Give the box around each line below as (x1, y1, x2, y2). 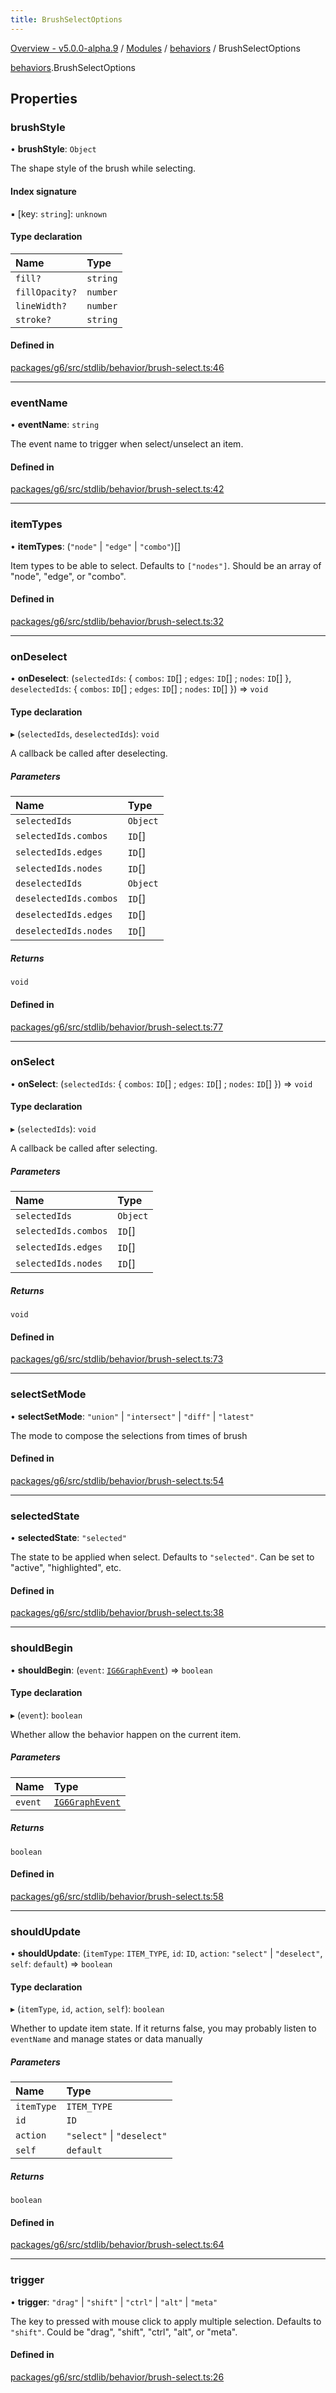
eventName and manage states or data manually (10, 2033, 203, 2045)
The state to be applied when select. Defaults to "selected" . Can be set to (10, 1551, 315, 1563)
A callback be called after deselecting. (10, 747, 168, 760)
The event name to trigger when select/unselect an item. (10, 438, 244, 450)
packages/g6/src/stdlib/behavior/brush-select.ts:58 (10, 1890, 224, 1902)
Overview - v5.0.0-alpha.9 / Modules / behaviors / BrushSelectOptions (10, 42, 301, 54)
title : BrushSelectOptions (10, 14, 123, 25)
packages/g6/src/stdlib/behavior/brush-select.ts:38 (10, 1607, 225, 1619)
